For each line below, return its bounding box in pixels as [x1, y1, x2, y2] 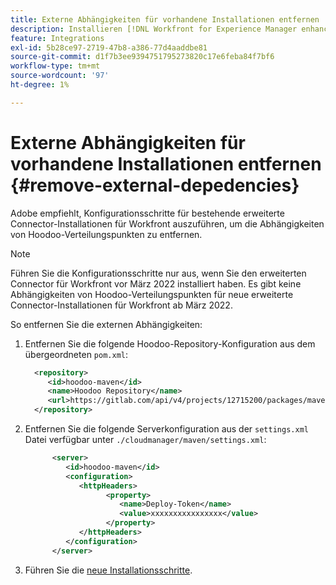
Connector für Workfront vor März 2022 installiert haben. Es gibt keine [10, 277, 302, 290]
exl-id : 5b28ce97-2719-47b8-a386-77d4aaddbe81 [10, 42, 208, 53]
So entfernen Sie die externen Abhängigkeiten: [10, 318, 203, 330]
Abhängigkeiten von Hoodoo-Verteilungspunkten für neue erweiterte [10, 288, 294, 300]
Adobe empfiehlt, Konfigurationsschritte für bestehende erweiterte [10, 207, 285, 219]
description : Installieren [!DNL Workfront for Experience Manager [10, 24, 298, 34]
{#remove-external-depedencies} [10, 174, 300, 196]
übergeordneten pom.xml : [24, 348, 129, 360]
